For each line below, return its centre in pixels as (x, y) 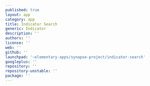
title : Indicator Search (31, 24)
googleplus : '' (21, 62)
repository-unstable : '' (31, 71)
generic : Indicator (26, 29)
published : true (22, 10)
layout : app (18, 15)
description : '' (22, 33)
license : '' (18, 43)
